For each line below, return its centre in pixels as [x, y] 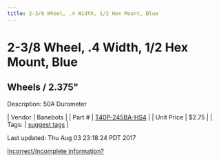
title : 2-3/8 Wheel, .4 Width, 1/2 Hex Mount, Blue [83, 13]
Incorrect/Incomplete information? [56, 151]
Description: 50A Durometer [47, 104]
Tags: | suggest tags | [38, 124]
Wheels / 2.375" [43, 88]
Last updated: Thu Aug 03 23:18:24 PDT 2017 [72, 137]
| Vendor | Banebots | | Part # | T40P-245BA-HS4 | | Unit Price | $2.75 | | [110, 117]
